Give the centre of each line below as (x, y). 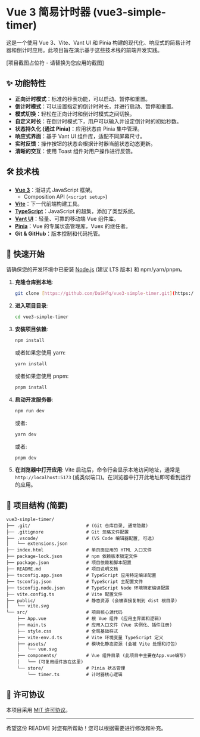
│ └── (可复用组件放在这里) (50, 662)
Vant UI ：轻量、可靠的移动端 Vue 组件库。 (67, 218)
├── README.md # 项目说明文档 (62, 569)
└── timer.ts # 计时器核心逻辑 (75, 675)
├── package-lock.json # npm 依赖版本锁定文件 (72, 556)
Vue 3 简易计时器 (49, 12)
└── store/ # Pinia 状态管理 (71, 668)
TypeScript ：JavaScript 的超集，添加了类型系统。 (76, 211)
